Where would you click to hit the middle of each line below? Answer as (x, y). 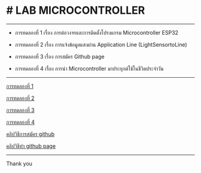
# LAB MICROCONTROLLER (76, 10)
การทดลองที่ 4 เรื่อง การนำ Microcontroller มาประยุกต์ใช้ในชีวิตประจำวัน (89, 68)
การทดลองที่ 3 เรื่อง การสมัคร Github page (60, 56)
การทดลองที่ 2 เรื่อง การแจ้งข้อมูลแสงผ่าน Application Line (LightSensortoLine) (101, 44)
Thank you (19, 163)
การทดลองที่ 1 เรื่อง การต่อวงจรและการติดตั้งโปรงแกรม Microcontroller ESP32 (96, 32)
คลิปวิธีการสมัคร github (31, 134)
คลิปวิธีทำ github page (31, 146)
